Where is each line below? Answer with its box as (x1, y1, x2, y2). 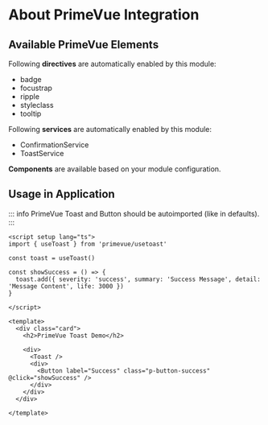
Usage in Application (8, 188, 115, 201)
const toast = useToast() (8, 254, 95, 262)
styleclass (19, 101, 54, 109)
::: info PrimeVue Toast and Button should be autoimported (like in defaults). (8, 208, 260, 218)
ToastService (19, 149, 64, 158)
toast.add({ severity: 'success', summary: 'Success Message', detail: (15, 275, 262, 283)
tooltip (19, 109, 42, 118)
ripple (19, 92, 40, 101)
